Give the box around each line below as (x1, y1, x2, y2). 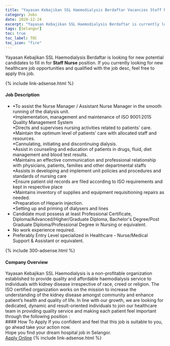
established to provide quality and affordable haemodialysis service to (5, 276, 152, 282)
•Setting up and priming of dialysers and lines (12, 205, 109, 211)
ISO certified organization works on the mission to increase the (5, 287, 137, 293)
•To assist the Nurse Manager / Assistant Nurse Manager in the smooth (12, 103, 162, 109)
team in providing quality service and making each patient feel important (5, 308, 157, 314)
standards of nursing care (12, 173, 67, 179)
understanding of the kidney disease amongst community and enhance (5, 292, 154, 298)
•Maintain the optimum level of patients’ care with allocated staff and (12, 130, 157, 136)
